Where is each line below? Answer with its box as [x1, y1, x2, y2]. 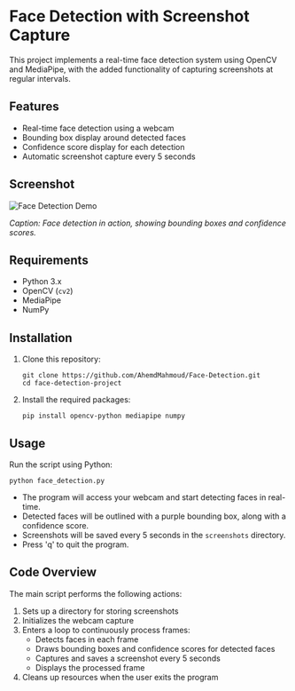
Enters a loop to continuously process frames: [21, 624, 190, 635]
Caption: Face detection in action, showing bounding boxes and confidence [9, 218, 286, 228]
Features [9, 99, 59, 115]
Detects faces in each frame [35, 633, 139, 645]
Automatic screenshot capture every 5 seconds [21, 151, 197, 162]
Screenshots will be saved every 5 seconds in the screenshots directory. [21, 530, 286, 540]
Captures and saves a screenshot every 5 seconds [35, 653, 221, 663]
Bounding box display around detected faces [21, 131, 186, 143]
